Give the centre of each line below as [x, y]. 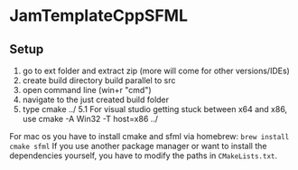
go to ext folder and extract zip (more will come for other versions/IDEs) [156, 71]
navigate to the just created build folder [96, 99]
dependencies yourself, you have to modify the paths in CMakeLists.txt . [144, 156]
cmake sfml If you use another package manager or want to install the [138, 146]
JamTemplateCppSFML [98, 16]
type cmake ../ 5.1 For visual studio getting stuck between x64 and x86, [154, 109]
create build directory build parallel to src [99, 80]
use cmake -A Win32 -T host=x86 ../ [90, 119]
